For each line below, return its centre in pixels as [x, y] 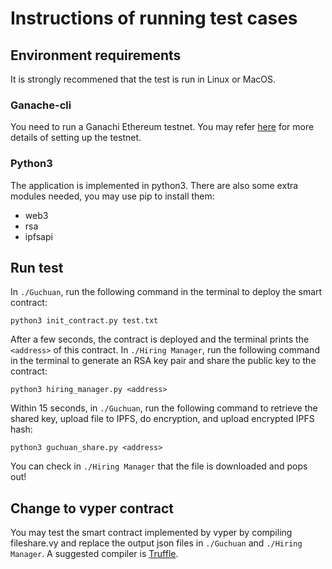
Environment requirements [96, 55]
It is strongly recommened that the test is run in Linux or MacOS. [143, 79]
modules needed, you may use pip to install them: [112, 196]
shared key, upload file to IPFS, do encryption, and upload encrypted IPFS [162, 419]
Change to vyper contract [92, 508]
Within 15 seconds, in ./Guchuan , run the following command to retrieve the [164, 408]
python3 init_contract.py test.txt [84, 321]
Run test [37, 267]
